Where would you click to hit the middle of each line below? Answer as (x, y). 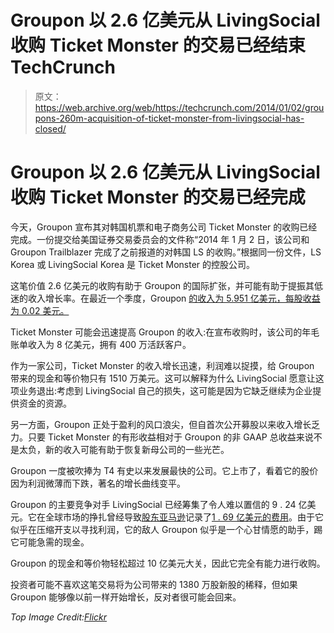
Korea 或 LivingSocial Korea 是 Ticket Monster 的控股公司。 (133, 264)
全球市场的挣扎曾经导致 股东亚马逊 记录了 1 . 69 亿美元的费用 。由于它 (184, 517)
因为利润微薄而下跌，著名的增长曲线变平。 (98, 483)
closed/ (50, 128)
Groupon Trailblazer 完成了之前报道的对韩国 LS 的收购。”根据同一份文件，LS (166, 252)
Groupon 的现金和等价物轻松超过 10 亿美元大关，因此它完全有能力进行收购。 (168, 563)
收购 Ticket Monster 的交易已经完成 (158, 197)
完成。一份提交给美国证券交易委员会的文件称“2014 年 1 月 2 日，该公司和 (160, 239)
